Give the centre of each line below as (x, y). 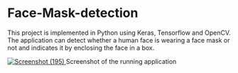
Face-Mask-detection (73, 13)
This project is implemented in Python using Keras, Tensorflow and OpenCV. (119, 33)
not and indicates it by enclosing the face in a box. (81, 47)
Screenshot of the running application (121, 61)
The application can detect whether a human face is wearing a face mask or (119, 40)
